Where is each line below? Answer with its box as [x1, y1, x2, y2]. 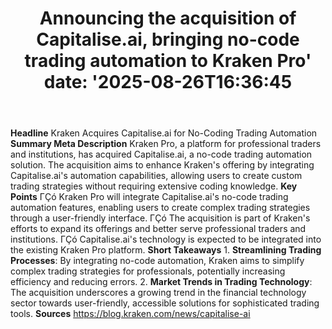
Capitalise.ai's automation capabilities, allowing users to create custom [10, 170, 303, 182]
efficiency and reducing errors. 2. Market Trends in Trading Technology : [10, 276, 313, 288]
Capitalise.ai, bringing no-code [36, 28, 300, 51]
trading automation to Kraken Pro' [24, 50, 312, 72]
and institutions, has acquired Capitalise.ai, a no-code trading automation [10, 148, 313, 161]
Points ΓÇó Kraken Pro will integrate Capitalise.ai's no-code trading [10, 191, 289, 203]
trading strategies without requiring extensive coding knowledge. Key [10, 180, 298, 192]
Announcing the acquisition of [39, 7, 297, 30]
